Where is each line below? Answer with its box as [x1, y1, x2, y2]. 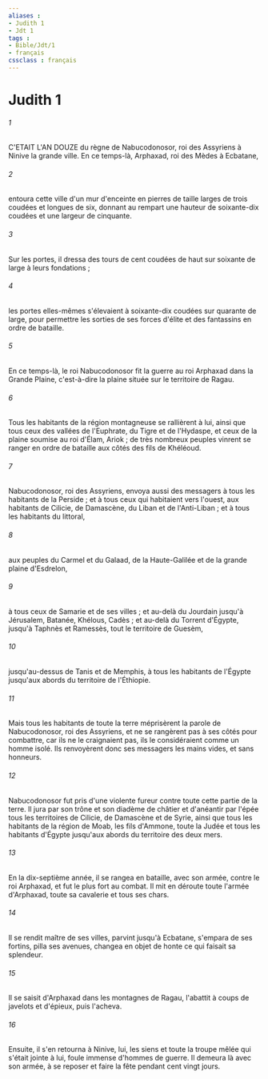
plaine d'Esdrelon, [8, 564, 68, 573]
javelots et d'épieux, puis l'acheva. [8, 1001, 122, 1011]
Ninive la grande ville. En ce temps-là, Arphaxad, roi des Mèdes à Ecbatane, [8, 151, 258, 161]
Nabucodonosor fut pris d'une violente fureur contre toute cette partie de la [8, 796, 258, 805]
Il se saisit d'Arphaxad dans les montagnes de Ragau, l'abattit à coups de [8, 993, 250, 1003]
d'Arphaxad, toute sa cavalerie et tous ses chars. [8, 889, 170, 899]
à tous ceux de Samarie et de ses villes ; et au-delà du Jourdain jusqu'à [8, 606, 244, 616]
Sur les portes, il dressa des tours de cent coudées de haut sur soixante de [8, 254, 256, 264]
